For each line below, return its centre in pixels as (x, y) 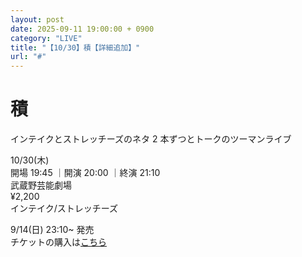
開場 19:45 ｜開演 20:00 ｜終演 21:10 (85, 173)
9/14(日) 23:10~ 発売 (52, 230)
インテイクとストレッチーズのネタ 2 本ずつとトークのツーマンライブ (151, 139)
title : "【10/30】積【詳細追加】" (75, 47)
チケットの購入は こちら (58, 242)
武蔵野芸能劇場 (41, 185)
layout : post (37, 19)
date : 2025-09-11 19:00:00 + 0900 (82, 29)
